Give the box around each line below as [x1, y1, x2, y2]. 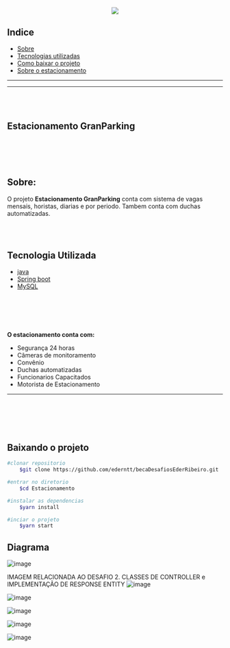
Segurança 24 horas [16, 344, 75, 352]
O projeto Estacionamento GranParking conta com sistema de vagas [7, 195, 203, 203]
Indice [7, 26, 34, 38]
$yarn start [19, 523, 53, 529]
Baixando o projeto [7, 442, 89, 453]
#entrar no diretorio [7, 479, 69, 486]
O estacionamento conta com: [7, 331, 95, 339]
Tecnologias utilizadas [16, 52, 80, 60]
